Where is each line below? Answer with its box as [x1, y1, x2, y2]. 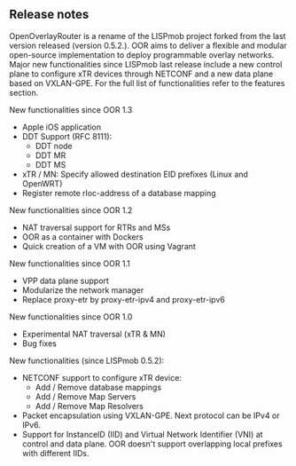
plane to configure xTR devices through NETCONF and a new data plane [9, 68, 273, 79]
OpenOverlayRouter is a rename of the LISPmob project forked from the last [9, 30, 286, 41]
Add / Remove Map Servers [35, 391, 136, 402]
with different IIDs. [21, 447, 90, 458]
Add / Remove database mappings [35, 382, 162, 392]
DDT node [35, 140, 73, 151]
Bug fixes [21, 337, 58, 349]
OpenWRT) [21, 178, 63, 189]
